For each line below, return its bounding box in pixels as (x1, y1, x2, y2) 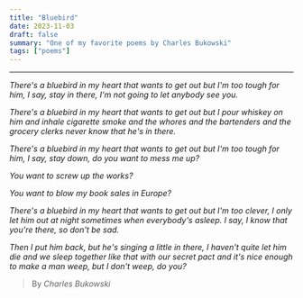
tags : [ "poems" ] (9, 47, 70, 56)
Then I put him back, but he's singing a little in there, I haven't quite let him (9, 242, 287, 253)
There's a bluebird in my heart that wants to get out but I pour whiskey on (9, 107, 284, 118)
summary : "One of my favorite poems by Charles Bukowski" (9, 38, 232, 48)
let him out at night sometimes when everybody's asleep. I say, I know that (9, 215, 288, 226)
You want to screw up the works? (9, 170, 133, 181)
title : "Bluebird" (9, 13, 78, 23)
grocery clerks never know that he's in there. (9, 126, 177, 137)
